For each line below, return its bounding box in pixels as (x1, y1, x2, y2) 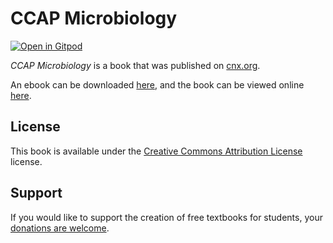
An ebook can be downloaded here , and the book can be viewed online (10, 78, 305, 91)
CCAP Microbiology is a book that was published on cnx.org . (10, 59, 261, 71)
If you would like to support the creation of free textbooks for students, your (10, 211, 323, 223)
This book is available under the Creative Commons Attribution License (10, 145, 303, 157)
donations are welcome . (10, 222, 110, 234)
